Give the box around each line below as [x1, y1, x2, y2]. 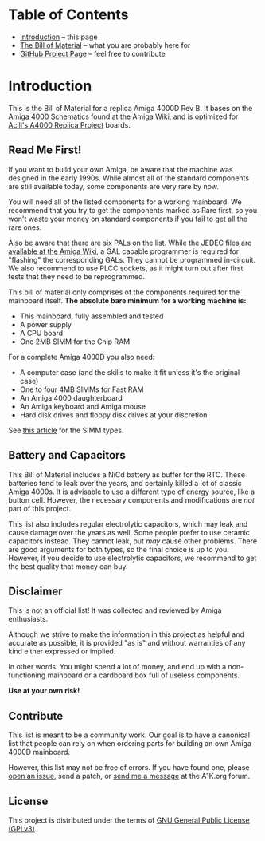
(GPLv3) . [8, 823, 37, 833]
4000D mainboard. [8, 748, 70, 757]
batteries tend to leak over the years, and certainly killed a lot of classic [8, 478, 243, 488]
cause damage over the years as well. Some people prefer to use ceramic [8, 527, 251, 537]
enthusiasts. [8, 614, 49, 624]
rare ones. [8, 222, 42, 232]
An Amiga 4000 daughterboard [19, 393, 123, 402]
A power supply [19, 319, 72, 329]
